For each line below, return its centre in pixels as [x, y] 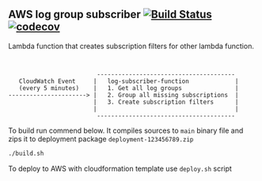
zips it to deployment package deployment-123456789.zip [101, 138]
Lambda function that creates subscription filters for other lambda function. [131, 46]
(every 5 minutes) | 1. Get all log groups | [129, 88]
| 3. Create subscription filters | [166, 102]
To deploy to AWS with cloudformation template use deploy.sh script [120, 168]
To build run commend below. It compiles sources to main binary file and [126, 130]
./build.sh [26, 153]
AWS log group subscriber [74, 15]
